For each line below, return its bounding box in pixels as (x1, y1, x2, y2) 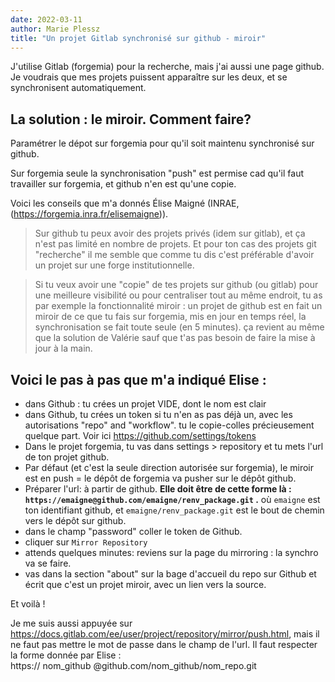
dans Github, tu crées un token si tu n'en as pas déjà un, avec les (24, 409, 293, 420)
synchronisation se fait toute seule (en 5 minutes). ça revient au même (34, 321, 325, 333)
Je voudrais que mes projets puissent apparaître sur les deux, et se (10, 71, 288, 83)
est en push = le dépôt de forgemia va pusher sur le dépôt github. (24, 472, 297, 484)
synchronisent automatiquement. (10, 82, 147, 94)
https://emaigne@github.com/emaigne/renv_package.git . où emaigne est (24, 494, 321, 505)
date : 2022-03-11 (10, 14, 83, 25)
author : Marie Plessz (10, 24, 101, 34)
